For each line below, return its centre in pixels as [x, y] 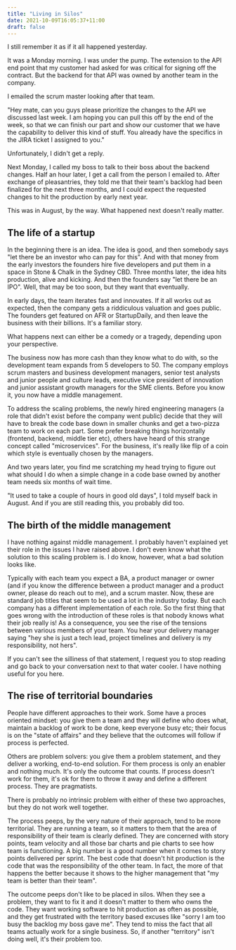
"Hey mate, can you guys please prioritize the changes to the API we [107, 110]
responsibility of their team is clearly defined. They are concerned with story [118, 835]
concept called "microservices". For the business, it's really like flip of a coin [118, 446]
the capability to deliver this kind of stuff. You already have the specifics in [115, 132]
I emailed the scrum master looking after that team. [81, 96]
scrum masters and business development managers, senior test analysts [114, 372]
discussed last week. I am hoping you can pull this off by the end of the [110, 117]
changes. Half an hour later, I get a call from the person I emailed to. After [113, 175]
